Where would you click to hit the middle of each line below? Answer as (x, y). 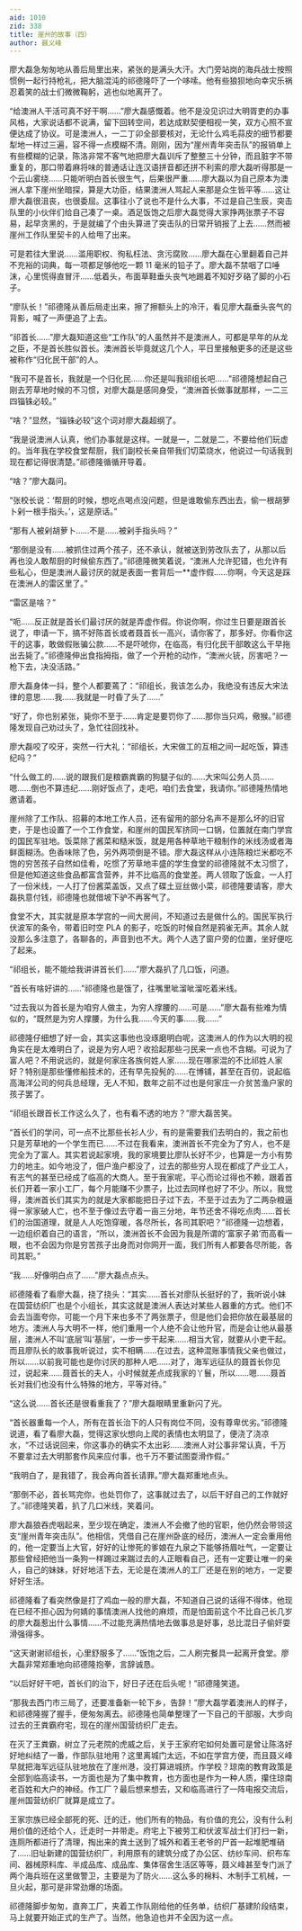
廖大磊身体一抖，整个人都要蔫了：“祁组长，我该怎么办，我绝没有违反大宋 (145, 686)
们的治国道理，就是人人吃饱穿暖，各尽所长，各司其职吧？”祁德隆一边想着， (149, 1222)
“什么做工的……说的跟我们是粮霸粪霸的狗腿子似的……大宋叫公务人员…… (142, 777)
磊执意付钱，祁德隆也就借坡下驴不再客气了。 (92, 897)
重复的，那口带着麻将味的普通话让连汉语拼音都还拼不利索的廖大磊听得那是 (147, 167)
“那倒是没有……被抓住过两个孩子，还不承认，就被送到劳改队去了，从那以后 (148, 550)
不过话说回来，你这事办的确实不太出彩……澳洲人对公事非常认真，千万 (157, 1445)
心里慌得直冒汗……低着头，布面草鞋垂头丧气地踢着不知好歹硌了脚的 (150, 276)
